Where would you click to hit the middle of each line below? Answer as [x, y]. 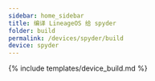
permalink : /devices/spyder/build [66, 38]
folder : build [32, 30]
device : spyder [34, 46]
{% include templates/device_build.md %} [78, 68]
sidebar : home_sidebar [46, 16]
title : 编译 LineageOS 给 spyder [62, 23]
